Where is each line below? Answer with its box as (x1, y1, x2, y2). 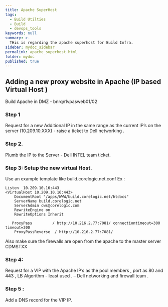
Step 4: (5, 256, 24, 263)
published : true (5, 59, 39, 64)
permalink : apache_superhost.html (5, 49, 78, 54)
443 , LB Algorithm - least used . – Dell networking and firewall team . (5, 273, 149, 279)
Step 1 (5, 111, 21, 118)
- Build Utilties (10, 17, 46, 22)
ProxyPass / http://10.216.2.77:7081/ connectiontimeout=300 (12, 221, 160, 226)
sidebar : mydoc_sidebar (5, 45, 55, 50)
